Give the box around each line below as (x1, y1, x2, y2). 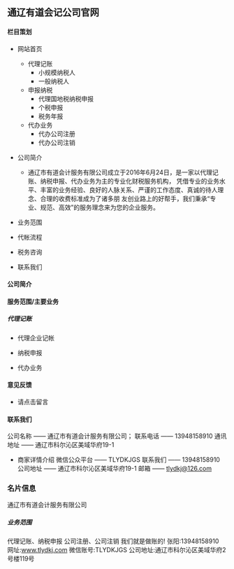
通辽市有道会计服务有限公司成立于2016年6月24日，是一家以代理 (27, 167, 213, 177)
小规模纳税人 (38, 68, 75, 76)
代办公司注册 (38, 129, 75, 138)
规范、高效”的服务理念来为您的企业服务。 (40, 203, 159, 212)
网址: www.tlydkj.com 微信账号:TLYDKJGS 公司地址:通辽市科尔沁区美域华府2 (7, 546, 226, 554)
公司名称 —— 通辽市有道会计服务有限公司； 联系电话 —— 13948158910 (7, 432, 213, 440)
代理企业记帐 (17, 334, 54, 342)
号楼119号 (7, 554, 35, 563)
